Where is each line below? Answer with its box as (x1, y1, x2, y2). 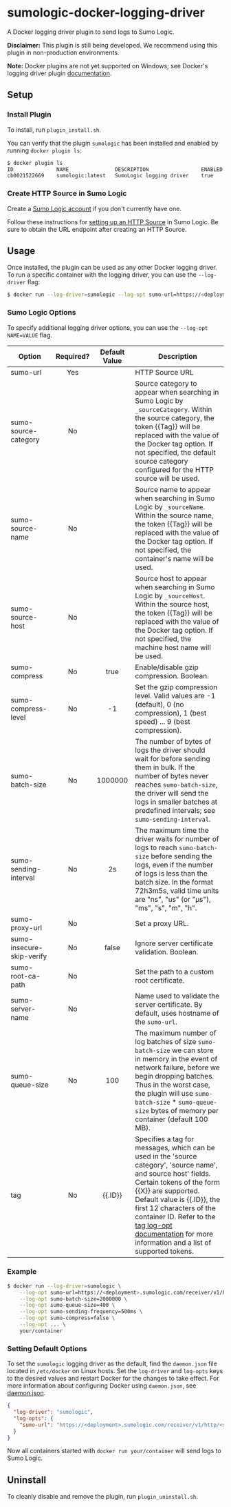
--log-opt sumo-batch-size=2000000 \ (19, 1295, 128, 1302)
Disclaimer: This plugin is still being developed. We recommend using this (7, 41, 218, 49)
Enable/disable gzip (135, 662, 199, 672)
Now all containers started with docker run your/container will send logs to (7, 1447, 221, 1455)
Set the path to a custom (135, 967, 214, 976)
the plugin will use (135, 1088, 194, 1098)
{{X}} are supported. (135, 1185, 200, 1195)
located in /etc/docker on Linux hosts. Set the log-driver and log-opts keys (7, 1367, 223, 1375)
